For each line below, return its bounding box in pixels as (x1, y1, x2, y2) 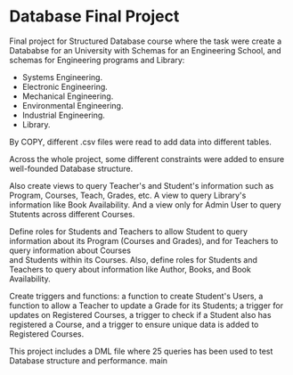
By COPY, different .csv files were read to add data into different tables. (9, 136, 272, 147)
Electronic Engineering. (21, 81, 109, 92)
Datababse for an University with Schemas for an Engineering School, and (9, 45, 282, 55)
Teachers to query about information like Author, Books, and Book (9, 264, 251, 274)
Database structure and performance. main (9, 355, 167, 366)
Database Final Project (9, 6, 180, 27)
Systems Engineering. (21, 71, 103, 82)
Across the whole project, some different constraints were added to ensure (9, 153, 285, 164)
